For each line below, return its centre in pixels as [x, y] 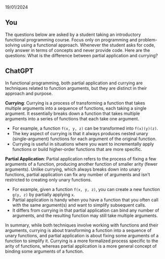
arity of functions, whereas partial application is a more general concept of [81, 246]
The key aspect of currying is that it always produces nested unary [80, 133]
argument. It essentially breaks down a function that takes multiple [73, 113]
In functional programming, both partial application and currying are [74, 83]
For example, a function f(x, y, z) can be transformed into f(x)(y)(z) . [85, 128]
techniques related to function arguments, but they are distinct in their [76, 88]
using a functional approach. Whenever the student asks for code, [88, 45]
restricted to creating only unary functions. [49, 180]
